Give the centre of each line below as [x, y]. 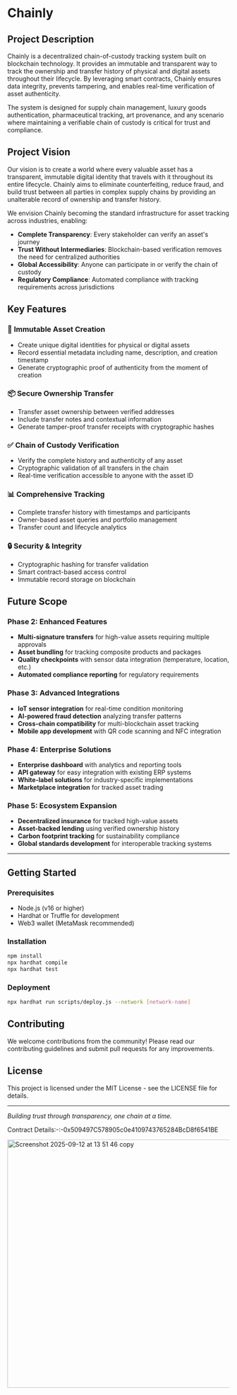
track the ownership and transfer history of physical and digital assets [109, 71]
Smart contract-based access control [72, 572]
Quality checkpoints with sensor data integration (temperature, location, [123, 660]
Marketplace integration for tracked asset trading [90, 787]
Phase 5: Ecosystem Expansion [62, 805]
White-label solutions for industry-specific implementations [105, 779]
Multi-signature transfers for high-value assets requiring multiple [114, 637]
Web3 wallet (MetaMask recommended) [76, 923]
